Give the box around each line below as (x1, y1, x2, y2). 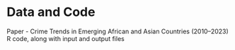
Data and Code (6, 4, 96, 20)
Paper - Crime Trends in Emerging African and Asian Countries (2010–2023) (6, 27, 229, 35)
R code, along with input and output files (6, 34, 125, 42)
